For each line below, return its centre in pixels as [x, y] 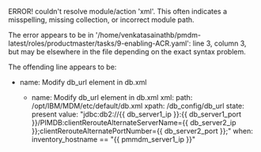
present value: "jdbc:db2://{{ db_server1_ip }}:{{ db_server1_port [136, 114]
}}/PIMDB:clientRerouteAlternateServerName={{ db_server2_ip [134, 122]
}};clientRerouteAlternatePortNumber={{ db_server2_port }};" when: [142, 131]
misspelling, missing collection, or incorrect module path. [102, 20]
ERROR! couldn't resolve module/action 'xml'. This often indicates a [118, 11]
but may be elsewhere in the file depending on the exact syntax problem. [127, 52]
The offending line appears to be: [62, 67]
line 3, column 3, [219, 43]
